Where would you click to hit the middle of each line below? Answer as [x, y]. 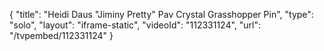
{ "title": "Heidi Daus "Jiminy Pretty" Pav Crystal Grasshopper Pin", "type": [161, 14]
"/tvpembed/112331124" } [61, 35]
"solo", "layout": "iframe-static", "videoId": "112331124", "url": [135, 25]
